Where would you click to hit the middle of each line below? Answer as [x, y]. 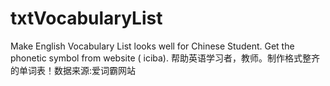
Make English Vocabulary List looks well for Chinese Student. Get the [152, 46]
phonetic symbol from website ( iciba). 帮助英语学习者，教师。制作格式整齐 [165, 58]
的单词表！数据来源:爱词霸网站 [73, 70]
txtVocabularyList [86, 18]
